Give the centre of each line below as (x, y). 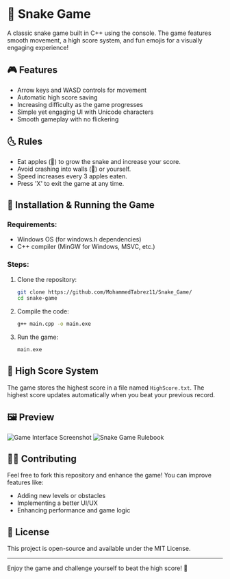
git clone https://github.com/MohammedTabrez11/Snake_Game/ (104, 292)
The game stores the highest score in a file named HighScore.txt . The (106, 388)
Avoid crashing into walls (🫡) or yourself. (74, 169)
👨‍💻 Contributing (42, 459)
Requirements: (32, 224)
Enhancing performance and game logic (74, 510)
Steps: (18, 265)
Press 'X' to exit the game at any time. (71, 183)
